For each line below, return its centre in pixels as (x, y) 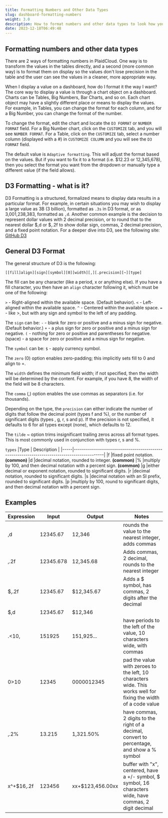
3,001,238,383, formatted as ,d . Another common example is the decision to (84, 214)
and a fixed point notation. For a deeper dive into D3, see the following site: (82, 230)
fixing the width (141, 697)
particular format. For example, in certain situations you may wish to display (83, 203)
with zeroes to (140, 666)
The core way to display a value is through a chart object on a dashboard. (81, 92)
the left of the (139, 627)
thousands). (17, 399)
